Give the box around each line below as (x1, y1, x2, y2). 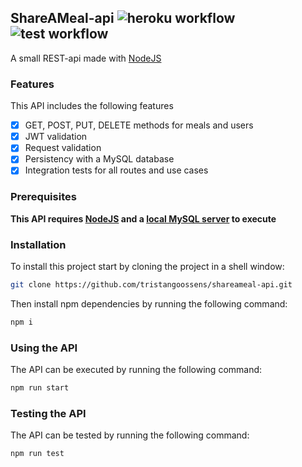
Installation (10, 237, 67, 251)
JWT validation (24, 131, 88, 143)
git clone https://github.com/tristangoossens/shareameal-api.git (10, 280, 293, 290)
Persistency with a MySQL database (24, 153, 175, 165)
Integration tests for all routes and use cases (24, 164, 209, 176)
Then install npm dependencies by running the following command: (10, 297, 288, 310)
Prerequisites (10, 190, 77, 204)
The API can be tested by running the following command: (10, 429, 250, 441)
